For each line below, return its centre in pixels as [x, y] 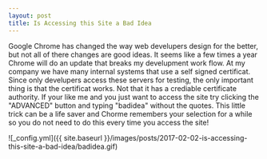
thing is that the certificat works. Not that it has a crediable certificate [123, 88]
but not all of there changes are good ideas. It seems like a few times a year [133, 54]
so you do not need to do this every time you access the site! [109, 122]
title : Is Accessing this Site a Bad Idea [80, 23]
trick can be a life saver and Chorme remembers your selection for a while [130, 113]
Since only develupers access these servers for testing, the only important [131, 80]
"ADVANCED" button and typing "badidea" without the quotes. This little [127, 105]
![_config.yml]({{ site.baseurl [55, 137]
